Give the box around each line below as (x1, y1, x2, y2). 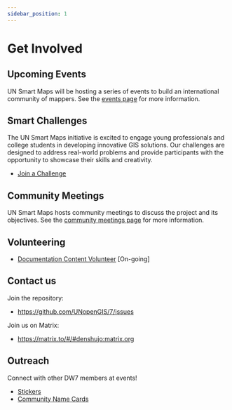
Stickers (17, 387, 41, 395)
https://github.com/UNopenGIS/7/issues (17, 307, 135, 316)
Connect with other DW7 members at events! (7, 373, 138, 382)
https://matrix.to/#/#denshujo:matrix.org (17, 334, 135, 343)
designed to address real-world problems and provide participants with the (7, 148, 224, 157)
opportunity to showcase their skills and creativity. (7, 156, 153, 164)
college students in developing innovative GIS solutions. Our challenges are (7, 141, 226, 150)
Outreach (7, 355, 50, 367)
